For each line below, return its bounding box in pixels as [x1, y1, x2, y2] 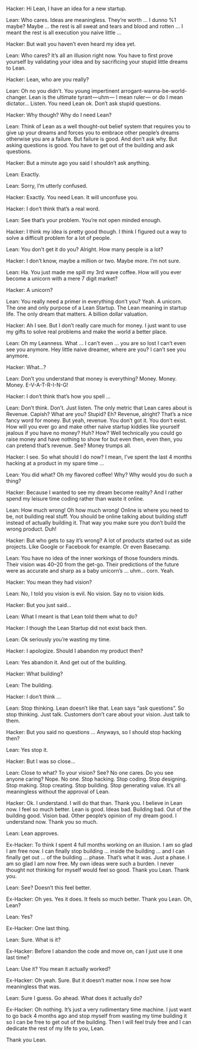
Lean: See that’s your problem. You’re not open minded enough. [6, 217, 162, 223]
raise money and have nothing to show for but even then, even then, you [6, 436, 183, 443]
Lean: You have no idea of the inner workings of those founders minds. [6, 555, 179, 561]
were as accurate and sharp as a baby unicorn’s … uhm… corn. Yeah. [6, 567, 174, 574]
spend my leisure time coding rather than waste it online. [6, 495, 145, 502]
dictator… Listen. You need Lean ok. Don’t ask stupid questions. [6, 100, 161, 107]
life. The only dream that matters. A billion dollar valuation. [6, 310, 148, 317]
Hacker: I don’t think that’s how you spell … [6, 393, 111, 400]
